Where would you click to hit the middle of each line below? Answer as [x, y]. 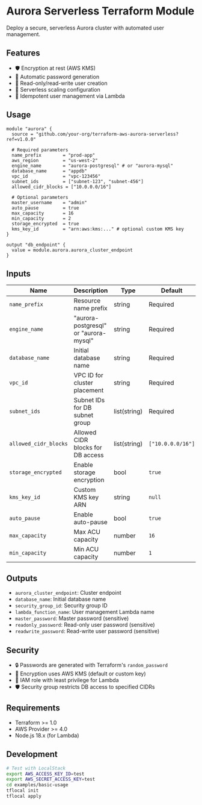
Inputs [19, 273]
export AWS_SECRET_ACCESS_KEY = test [51, 779]
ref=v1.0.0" [21, 139]
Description [91, 290]
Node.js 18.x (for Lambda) [47, 735]
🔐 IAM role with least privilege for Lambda [67, 680]
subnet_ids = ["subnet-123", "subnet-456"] [78, 181]
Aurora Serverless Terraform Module [100, 11]
